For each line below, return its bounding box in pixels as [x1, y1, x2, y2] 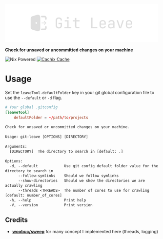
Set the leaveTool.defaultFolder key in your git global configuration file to [5, 89, 155, 95]
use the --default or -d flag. [5, 95, 62, 100]
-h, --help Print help [9, 198, 86, 202]
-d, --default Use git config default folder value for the [9, 163, 159, 168]
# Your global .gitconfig [5, 104, 58, 110]
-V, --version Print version [9, 202, 93, 207]
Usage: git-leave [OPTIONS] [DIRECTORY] [5, 134, 89, 139]
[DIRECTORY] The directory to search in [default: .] [9, 149, 123, 154]
